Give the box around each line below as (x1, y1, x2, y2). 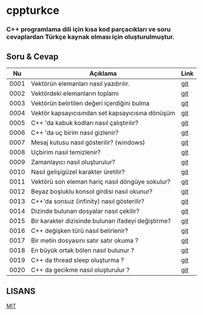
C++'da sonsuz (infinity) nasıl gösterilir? (31, 197, 145, 205)
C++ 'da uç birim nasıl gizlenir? (31, 128, 119, 136)
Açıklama (89, 69, 117, 77)
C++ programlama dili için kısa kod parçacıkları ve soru (6, 25, 171, 34)
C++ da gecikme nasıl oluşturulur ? (31, 266, 130, 274)
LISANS (6, 286, 36, 296)
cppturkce (6, 4, 60, 17)
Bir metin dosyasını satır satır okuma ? (31, 236, 139, 244)
